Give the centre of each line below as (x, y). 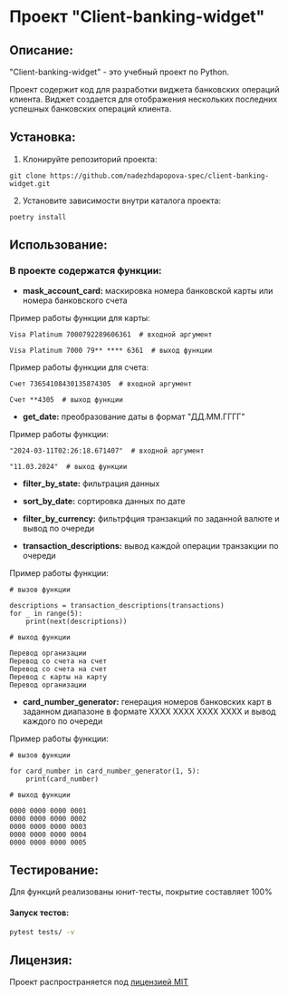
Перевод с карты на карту (58, 677)
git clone (28, 176)
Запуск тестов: (39, 913)
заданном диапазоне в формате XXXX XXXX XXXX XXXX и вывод (149, 711)
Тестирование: (54, 869)
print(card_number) (62, 779)
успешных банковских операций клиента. (91, 109)
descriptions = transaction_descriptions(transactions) (117, 605)
